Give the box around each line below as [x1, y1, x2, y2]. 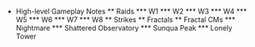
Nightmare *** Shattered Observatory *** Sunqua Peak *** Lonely [15, 23, 233, 32]
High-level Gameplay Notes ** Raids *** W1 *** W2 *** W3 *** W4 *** [15, 7, 247, 16]
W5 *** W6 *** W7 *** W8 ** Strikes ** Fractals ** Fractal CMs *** [15, 15, 236, 24]
